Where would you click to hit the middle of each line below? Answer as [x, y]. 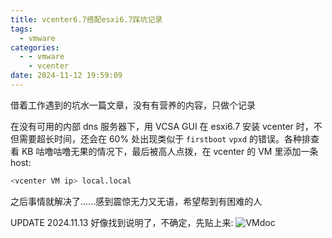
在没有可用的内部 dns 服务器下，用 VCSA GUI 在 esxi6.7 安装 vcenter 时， [162, 126]
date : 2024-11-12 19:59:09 [66, 76]
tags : [21, 29]
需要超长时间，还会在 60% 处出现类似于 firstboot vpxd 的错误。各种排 [165, 138]
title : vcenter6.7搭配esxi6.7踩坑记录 [86, 19]
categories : [35, 47]
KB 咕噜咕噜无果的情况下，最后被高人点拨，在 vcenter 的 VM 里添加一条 [170, 151]
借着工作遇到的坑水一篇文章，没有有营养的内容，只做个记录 [133, 105]
